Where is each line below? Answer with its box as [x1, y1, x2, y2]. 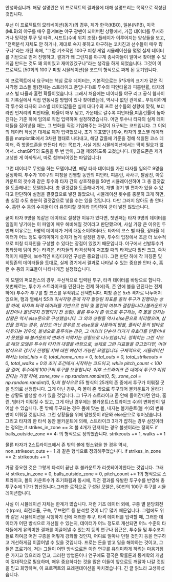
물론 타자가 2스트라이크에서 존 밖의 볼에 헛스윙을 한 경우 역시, [5, 441, 128, 448]
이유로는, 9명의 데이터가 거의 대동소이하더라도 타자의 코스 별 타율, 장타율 [14, 228, 160, 233]
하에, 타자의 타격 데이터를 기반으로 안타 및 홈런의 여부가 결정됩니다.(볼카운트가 [10, 303, 167, 309]
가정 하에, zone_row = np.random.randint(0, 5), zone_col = [18, 373, 142, 379]
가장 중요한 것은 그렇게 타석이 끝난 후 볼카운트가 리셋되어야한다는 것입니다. [5, 465, 155, 470]
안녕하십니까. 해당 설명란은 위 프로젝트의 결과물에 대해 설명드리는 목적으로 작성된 [5, 5, 167, 10]
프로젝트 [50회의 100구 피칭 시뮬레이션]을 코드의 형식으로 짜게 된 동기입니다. [5, 67, 158, 73]
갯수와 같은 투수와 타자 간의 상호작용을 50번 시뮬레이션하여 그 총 [23, 178, 152, 184]
